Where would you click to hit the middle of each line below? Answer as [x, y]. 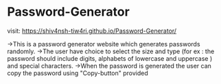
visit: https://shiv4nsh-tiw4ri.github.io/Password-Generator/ [92, 31]
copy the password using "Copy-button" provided [78, 73]
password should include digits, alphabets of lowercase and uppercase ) [110, 58]
